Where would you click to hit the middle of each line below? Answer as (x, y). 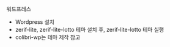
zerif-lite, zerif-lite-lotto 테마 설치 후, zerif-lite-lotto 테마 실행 (89, 30)
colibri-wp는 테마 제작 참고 (48, 37)
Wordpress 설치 (35, 22)
